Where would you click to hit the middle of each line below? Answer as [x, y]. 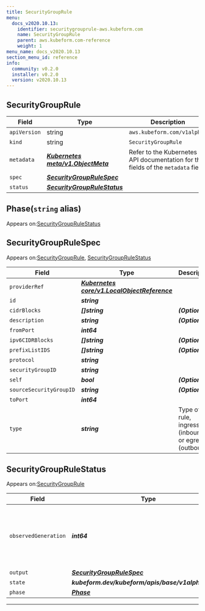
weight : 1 [30, 46]
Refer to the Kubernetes [163, 152]
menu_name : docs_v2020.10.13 [43, 52]
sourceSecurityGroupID [42, 389]
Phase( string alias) [44, 209]
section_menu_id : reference [42, 57]
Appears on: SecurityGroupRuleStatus [53, 223]
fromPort [22, 330]
